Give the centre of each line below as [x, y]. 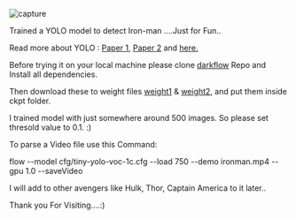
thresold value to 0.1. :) [51, 127]
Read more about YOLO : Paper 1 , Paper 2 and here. [104, 48]
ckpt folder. [30, 101]
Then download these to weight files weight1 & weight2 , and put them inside [148, 91]
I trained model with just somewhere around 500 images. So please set [139, 118]
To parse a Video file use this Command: [83, 144]
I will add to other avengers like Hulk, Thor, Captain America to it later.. [138, 188]
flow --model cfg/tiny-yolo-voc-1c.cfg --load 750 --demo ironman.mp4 [140, 162]
